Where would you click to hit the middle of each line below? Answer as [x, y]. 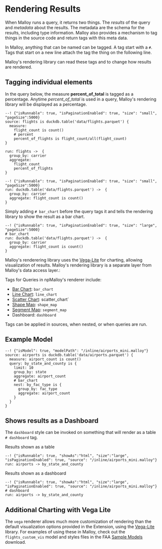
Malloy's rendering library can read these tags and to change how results [78, 62]
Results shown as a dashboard [36, 473]
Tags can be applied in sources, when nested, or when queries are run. [76, 324]
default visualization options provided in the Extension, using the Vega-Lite [80, 527]
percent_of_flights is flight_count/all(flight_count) [70, 139]
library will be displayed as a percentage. [46, 104]
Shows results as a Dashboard [52, 421]
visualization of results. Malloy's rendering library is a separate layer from [78, 265]
